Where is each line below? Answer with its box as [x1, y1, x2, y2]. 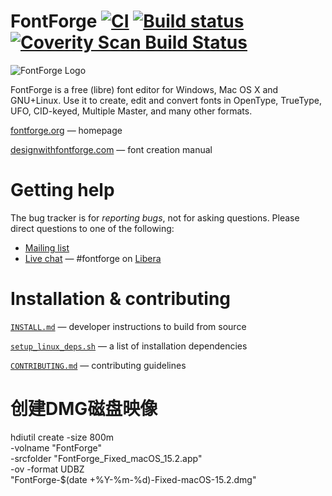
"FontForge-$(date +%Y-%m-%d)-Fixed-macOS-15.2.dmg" [10, 473, 257, 485]
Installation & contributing [10, 288, 232, 310]
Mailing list [24, 241, 70, 254]
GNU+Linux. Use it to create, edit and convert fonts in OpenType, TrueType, [10, 94, 322, 106]
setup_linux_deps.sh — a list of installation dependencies [10, 340, 248, 352]
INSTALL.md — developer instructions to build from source [10, 320, 247, 332]
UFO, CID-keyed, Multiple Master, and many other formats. [10, 105, 253, 117]
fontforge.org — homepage [10, 124, 123, 136]
